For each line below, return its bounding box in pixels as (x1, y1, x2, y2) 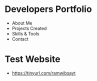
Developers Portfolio (4, 3, 92, 15)
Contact (11, 36, 28, 42)
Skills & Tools (11, 30, 39, 36)
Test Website (4, 53, 60, 65)
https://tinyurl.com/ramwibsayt (11, 70, 76, 76)
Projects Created (11, 25, 47, 31)
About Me (11, 20, 33, 26)
